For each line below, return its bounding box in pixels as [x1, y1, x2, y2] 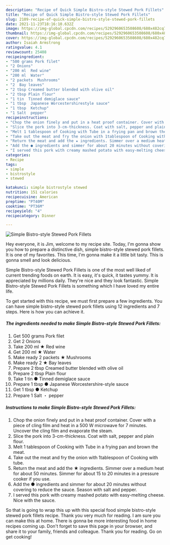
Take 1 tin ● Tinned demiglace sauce [13, 376, 90, 382]
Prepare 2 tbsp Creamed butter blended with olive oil [13, 365, 124, 371]
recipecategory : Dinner [6, 213, 56, 218]
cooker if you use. [13, 476, 51, 482]
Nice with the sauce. [13, 497, 56, 504]
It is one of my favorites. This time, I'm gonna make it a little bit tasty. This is [6, 252, 163, 258]
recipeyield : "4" [6, 209, 42, 214]
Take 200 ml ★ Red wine [13, 344, 66, 350]
